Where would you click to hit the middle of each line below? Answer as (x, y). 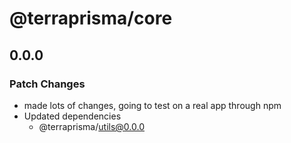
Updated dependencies (72, 116)
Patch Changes (47, 84)
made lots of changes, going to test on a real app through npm (152, 105)
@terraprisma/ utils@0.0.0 (91, 126)
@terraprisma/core (91, 18)
